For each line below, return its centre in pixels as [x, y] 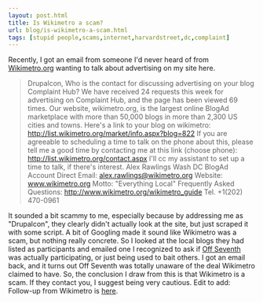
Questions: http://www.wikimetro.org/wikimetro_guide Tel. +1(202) [135, 192]
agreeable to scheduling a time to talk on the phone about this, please [140, 142]
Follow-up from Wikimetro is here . [63, 291]
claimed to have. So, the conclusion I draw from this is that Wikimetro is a [127, 274]
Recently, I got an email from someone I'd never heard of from [109, 60]
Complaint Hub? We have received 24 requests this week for [125, 92]
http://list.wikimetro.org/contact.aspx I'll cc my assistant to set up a [136, 159]
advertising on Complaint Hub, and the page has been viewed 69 [132, 100]
